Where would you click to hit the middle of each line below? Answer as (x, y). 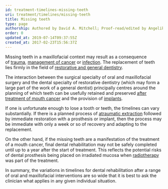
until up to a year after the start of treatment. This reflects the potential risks (83, 150)
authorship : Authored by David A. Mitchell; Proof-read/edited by (76, 29)
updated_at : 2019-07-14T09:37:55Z (41, 38)
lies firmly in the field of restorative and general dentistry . (64, 67)
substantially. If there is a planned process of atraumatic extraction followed (83, 113)
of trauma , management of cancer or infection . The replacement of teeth (80, 62)
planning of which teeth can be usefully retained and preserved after (76, 93)
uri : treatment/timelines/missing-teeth (48, 15)
